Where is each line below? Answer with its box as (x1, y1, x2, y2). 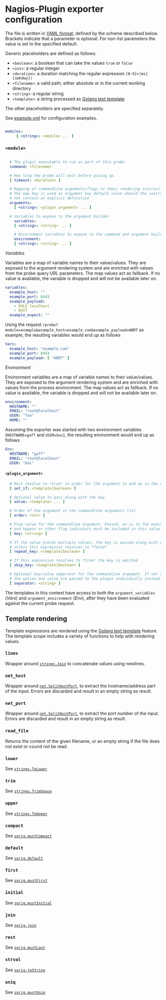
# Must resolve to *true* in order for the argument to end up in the (9, 481, 158, 486)
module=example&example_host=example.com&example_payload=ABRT (5, 328, 138, 333)
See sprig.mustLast (5, 945, 45, 951)
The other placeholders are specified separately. (5, 105, 104, 111)
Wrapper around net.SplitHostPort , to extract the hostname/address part (5, 683, 156, 689)
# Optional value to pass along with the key (9, 495, 105, 500)
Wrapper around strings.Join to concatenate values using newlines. (5, 660, 145, 666)
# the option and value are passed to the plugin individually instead (9, 576, 161, 581)
